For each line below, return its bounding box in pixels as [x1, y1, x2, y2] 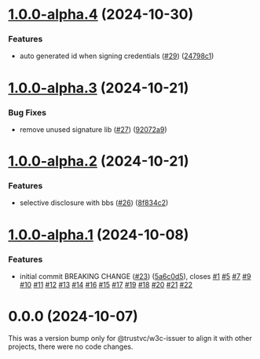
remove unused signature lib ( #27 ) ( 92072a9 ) [19, 124, 167, 134]
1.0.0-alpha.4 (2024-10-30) [8, 5, 194, 24]
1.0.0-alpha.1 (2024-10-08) [8, 225, 189, 244]
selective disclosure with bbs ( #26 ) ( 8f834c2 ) [19, 198, 169, 207]
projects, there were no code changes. [8, 342, 134, 351]
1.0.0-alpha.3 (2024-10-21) [8, 79, 189, 97]
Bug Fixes [8, 107, 47, 118]
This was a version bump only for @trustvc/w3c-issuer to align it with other [8, 333, 253, 343]
